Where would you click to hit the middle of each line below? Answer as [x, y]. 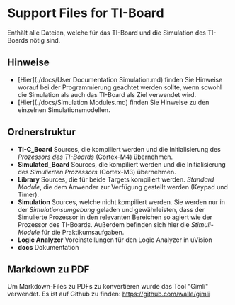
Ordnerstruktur [42, 132]
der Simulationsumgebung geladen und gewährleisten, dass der [111, 209]
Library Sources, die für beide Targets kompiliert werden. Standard [116, 179]
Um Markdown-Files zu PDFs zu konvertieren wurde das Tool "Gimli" [108, 287]
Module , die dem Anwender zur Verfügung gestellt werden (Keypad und [123, 187]
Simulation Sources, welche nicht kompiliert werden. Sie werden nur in [121, 202]
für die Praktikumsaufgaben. [83, 232]
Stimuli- [202, 224]
